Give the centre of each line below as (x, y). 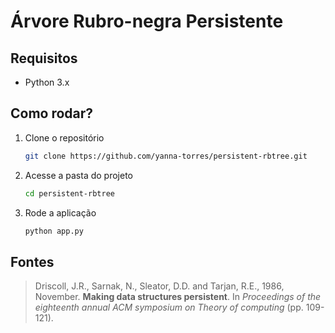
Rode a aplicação (60, 212)
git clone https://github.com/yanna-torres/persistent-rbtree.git (166, 156)
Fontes (32, 261)
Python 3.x (47, 82)
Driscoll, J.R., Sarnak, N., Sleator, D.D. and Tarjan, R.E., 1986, (159, 286)
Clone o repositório (64, 137)
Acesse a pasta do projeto (79, 175)
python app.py (54, 231)
